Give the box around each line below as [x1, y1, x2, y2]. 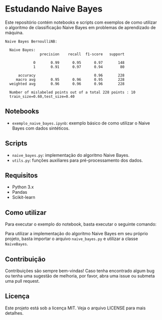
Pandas [12, 189, 28, 195]
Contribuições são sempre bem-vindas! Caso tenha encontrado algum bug [5, 268, 155, 274]
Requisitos [5, 171, 38, 180]
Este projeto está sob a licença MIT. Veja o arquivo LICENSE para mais [5, 305, 146, 311]
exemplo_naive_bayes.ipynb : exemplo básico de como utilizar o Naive [12, 120, 150, 126]
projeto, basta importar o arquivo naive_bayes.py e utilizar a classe [5, 236, 138, 242]
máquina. [5, 30, 24, 35]
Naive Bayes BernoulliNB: [5, 39, 57, 44]
